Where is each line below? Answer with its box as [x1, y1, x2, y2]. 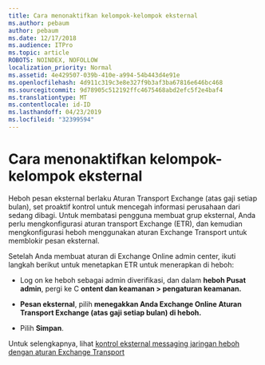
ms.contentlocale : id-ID [8, 101, 91, 109]
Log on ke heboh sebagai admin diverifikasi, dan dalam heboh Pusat [19, 275, 246, 284]
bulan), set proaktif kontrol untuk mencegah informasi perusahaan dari [8, 201, 241, 212]
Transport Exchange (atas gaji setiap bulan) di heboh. [19, 307, 202, 317]
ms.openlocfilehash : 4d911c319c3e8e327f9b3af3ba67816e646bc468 [8, 78, 223, 86]
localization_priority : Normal [8, 64, 113, 72]
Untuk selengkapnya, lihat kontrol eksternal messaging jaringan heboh [8, 339, 240, 348]
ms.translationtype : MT [8, 93, 88, 101]
